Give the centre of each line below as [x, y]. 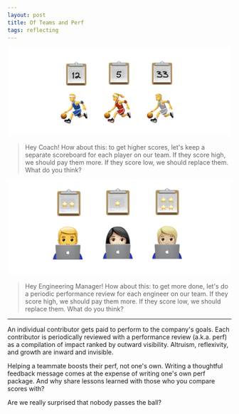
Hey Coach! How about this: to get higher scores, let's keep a [115, 147]
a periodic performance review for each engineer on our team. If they [127, 294]
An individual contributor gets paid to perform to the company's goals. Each [118, 330]
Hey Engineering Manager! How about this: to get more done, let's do [127, 286]
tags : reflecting [33, 30]
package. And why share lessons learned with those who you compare [111, 381]
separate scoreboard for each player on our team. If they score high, [125, 155]
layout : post [27, 15]
